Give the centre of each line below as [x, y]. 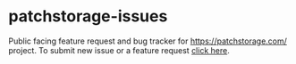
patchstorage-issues [88, 16]
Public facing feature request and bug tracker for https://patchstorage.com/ [148, 41]
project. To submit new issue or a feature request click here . [119, 50]
